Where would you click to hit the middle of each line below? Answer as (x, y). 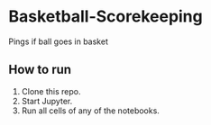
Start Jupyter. (47, 101)
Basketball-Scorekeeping (106, 17)
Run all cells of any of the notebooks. (90, 111)
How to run (40, 70)
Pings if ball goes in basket (59, 41)
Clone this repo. (51, 91)
